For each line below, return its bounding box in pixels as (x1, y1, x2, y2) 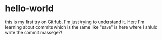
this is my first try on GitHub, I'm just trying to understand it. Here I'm (5, 19, 145, 25)
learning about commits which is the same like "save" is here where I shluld (5, 24, 158, 30)
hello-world (5, 3, 54, 14)
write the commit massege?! (5, 29, 62, 35)
